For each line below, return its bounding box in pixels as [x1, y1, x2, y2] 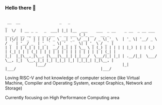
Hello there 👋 [5, 4, 36, 11]
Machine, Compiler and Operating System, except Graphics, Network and [5, 80, 152, 86]
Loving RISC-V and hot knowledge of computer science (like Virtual [5, 75, 140, 81]
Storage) [5, 85, 23, 91]
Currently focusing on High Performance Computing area [5, 95, 120, 101]
